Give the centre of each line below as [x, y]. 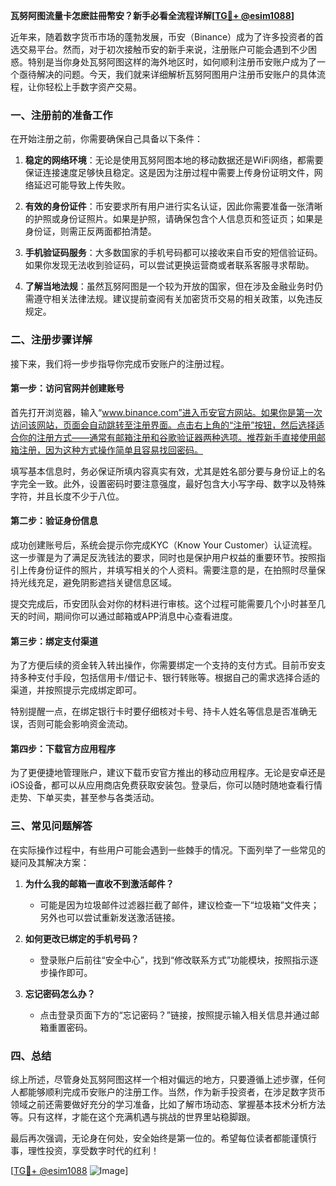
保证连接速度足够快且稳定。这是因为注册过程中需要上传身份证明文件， [169, 173]
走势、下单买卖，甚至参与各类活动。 [85, 798]
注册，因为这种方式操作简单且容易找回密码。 [110, 450]
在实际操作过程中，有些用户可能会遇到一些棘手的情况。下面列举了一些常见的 [168, 850]
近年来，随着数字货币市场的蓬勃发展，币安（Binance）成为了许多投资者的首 [167, 37]
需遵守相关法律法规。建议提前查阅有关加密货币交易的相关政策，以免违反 [173, 299]
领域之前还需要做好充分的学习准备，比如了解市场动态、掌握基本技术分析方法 [168, 1104]
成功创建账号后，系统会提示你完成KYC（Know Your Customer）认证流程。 [164, 545]
